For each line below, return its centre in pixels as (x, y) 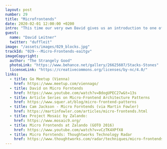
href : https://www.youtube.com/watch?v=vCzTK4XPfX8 (69, 130)
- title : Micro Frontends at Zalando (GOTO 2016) (62, 125)
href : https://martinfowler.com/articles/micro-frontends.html (81, 112)
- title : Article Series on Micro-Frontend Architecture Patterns (80, 97)
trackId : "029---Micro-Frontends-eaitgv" (49, 51)
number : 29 (16, 14)
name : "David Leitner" (33, 38)
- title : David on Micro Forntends (46, 88)
